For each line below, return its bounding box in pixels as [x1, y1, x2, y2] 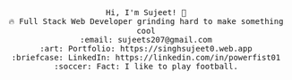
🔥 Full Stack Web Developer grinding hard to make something [8, 17, 284, 26]
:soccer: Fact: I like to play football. [53, 61, 239, 71]
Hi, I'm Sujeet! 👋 [106, 8, 186, 17]
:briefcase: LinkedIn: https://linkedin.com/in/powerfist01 [11, 52, 281, 62]
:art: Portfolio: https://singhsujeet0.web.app [39, 44, 253, 53]
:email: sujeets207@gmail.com [79, 35, 212, 44]
